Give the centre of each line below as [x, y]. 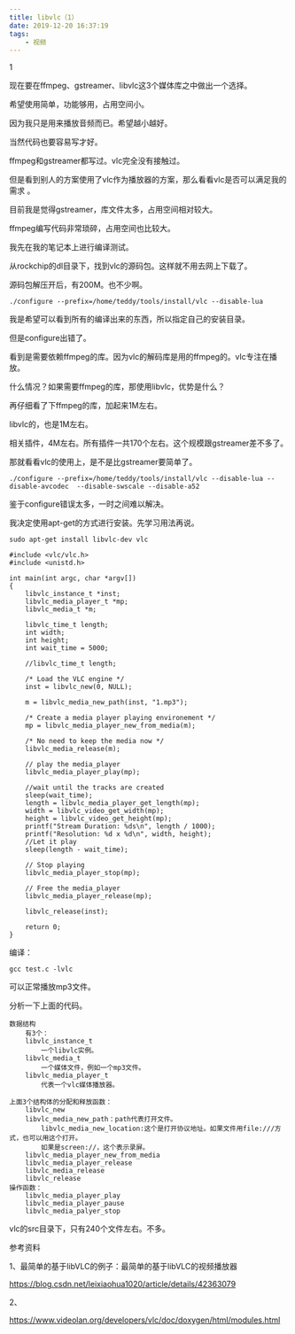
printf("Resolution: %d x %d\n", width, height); [119, 834]
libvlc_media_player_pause [75, 1204]
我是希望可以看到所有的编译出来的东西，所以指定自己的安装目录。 [129, 319]
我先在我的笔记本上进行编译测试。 [71, 247]
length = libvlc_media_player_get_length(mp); [113, 803]
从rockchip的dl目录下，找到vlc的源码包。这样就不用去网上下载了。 [131, 266]
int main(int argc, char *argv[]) [73, 578]
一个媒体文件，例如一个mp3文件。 [93, 1068]
